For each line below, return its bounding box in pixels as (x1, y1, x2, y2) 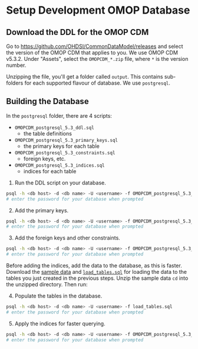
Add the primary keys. (14, 206, 69, 214)
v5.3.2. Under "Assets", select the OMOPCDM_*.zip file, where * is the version (6, 56, 189, 62)
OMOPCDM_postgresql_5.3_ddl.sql (14, 125, 94, 131)
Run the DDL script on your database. (14, 179, 106, 186)
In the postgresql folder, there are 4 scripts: (6, 112, 112, 119)
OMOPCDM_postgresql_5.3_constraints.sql (14, 150, 115, 156)
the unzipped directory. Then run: (6, 281, 88, 288)
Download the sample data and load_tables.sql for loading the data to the (6, 269, 187, 276)
